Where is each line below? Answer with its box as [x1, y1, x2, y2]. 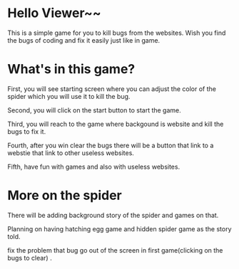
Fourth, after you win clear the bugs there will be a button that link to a [7, 141, 214, 149]
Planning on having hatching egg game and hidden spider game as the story [7, 224, 232, 233]
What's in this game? [7, 61, 136, 78]
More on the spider [7, 187, 123, 204]
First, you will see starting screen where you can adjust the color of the [7, 84, 216, 93]
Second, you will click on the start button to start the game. [7, 105, 182, 115]
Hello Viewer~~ [7, 5, 101, 21]
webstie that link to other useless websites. [7, 148, 134, 157]
